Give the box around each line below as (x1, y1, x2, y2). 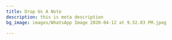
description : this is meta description (6, 14, 104, 20)
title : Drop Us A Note (6, 8, 62, 15)
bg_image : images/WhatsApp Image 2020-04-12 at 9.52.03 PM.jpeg (6, 19, 167, 25)
